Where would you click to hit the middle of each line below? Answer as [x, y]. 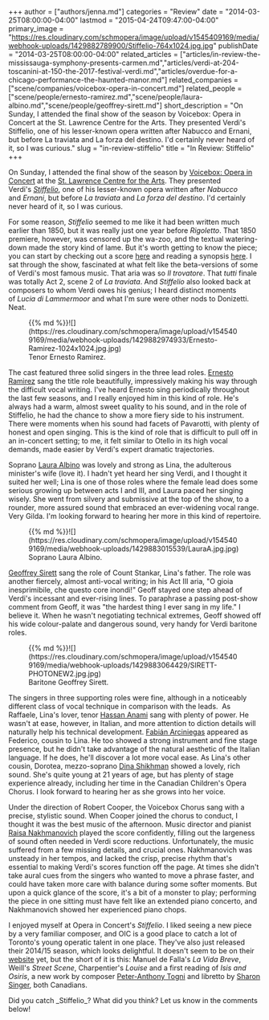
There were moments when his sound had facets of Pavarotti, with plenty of [134, 424]
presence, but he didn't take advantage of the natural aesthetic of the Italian [134, 749]
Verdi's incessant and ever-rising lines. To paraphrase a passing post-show [133, 598]
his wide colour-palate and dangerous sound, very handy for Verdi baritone [133, 624]
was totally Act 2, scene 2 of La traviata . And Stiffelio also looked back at [130, 282]
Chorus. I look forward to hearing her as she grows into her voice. [117, 792]
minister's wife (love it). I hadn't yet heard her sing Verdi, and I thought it [128, 473]
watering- [242, 239]
